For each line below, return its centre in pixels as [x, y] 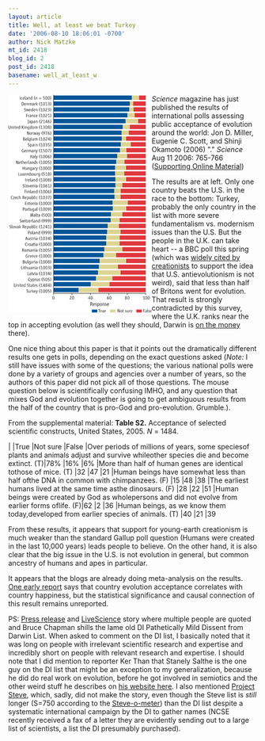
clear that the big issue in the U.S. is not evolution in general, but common [129, 554]
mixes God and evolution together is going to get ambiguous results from [127, 399]
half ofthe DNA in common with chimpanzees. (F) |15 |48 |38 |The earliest [129, 480]
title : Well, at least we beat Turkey [72, 25]
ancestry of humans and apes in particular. [78, 563]
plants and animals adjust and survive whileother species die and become [129, 455]
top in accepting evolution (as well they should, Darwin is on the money [125, 324]
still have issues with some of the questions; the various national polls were [131, 365]
